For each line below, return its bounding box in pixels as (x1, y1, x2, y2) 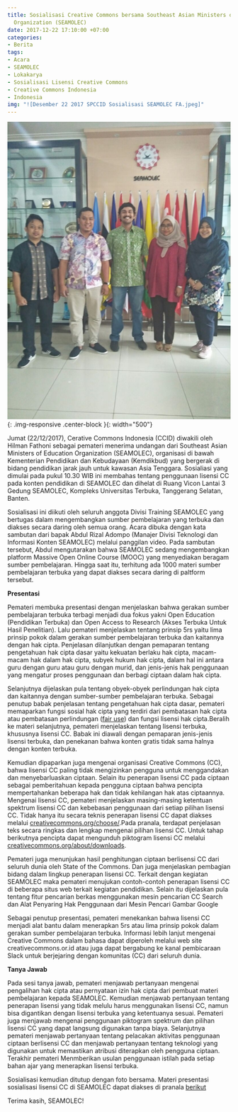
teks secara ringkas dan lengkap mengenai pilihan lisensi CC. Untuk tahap (7, 826, 225, 835)
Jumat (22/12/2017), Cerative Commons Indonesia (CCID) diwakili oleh (7, 434, 213, 443)
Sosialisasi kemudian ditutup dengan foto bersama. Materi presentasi (7, 1075, 209, 1084)
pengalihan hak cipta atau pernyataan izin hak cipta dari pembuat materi (7, 987, 218, 995)
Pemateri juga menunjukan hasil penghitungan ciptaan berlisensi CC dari (7, 855, 220, 863)
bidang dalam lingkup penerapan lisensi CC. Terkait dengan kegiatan (7, 870, 208, 878)
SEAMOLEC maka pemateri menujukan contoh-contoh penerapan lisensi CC (7, 878, 230, 886)
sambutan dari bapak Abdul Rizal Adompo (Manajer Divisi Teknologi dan (7, 531, 218, 539)
